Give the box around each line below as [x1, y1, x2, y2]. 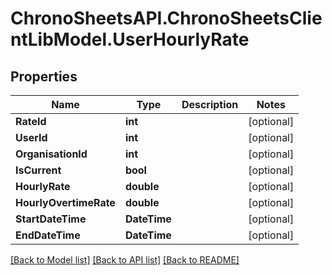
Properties [10, 68, 78, 85]
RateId [15, 115, 47, 128]
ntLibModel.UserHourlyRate [10, 28, 250, 51]
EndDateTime [15, 228, 81, 242]
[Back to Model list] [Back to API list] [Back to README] [10, 254, 240, 266]
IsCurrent [15, 163, 62, 177]
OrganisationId [15, 147, 88, 161]
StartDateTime [15, 212, 87, 226]
